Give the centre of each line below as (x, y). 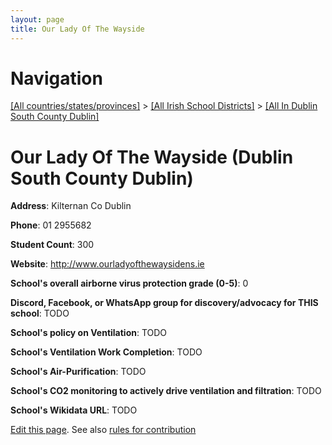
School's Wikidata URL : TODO (74, 410)
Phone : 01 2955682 (51, 225)
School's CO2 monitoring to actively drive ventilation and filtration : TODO (166, 391)
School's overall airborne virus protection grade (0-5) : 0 (129, 283)
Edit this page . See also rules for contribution (103, 430)
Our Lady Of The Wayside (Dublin (152, 157)
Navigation (56, 78)
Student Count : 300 (52, 245)
